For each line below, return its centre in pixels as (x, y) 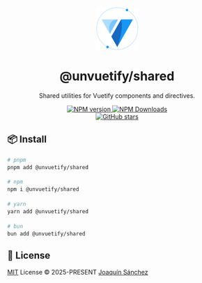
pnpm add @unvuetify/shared (48, 167)
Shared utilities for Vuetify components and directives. (117, 95)
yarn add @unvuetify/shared (48, 211)
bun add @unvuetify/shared (46, 233)
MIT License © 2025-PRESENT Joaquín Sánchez (78, 273)
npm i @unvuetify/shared (43, 189)
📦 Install (27, 139)
